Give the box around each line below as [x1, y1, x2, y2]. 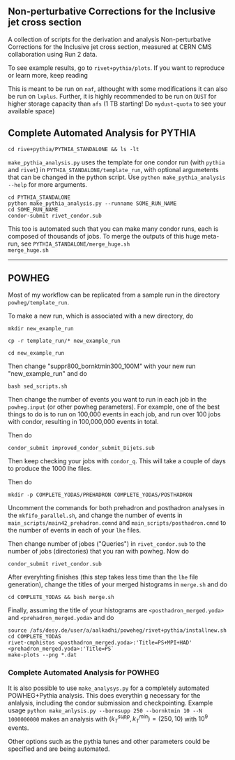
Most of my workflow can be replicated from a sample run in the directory [8, 290, 220, 300]
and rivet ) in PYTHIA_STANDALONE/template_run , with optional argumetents [8, 165, 219, 174]
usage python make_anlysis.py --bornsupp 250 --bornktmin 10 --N [8, 706, 203, 715]
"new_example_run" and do [8, 370, 88, 378]
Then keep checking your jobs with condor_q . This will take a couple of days [8, 457, 226, 465]
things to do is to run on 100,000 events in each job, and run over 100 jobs [8, 410, 221, 418]
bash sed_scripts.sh [8, 383, 68, 390]
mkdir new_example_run [8, 325, 74, 332]
